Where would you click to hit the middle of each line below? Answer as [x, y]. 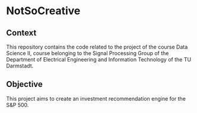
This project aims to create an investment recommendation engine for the [96, 98]
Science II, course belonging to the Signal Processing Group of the [88, 53]
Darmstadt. [20, 66]
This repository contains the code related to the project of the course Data [97, 47]
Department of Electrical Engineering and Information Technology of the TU [99, 59]
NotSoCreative [43, 11]
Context [21, 33]
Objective [25, 84]
